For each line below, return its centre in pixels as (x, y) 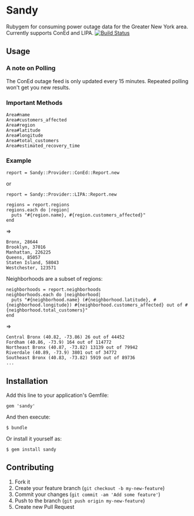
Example (19, 160)
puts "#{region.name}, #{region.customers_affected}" (78, 215)
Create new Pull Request (44, 507)
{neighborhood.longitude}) (39, 305)
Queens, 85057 (24, 258)
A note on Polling (31, 68)
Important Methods (34, 103)
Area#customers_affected (36, 120)
